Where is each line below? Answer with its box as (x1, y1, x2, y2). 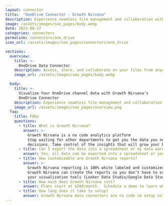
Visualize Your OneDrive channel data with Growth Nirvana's (18, 91, 149, 96)
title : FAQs (14, 114, 39, 119)
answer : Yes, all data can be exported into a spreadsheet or (23, 151, 155, 156)
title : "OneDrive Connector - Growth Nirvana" (5, 12, 106, 17)
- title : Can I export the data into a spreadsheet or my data (18, 146, 153, 152)
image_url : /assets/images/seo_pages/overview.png (14, 105, 122, 110)
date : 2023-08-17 (5, 26, 41, 31)
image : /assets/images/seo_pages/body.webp (5, 21, 97, 27)
